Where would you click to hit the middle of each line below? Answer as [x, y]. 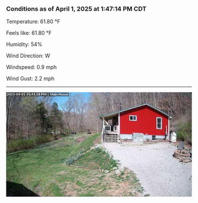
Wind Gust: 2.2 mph [30, 79]
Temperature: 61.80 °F [33, 22]
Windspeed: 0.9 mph [32, 67]
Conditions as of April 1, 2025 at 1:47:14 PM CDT [76, 9]
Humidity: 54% [24, 44]
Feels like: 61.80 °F [29, 33]
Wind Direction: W [28, 56]
